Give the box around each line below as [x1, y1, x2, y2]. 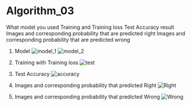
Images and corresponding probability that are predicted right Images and [6, 29, 185, 37]
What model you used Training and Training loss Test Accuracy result [6, 24, 175, 31]
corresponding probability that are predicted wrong [6, 36, 130, 43]
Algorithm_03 [6, 4, 75, 18]
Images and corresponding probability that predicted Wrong [14, 93, 160, 100]
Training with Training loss [14, 59, 79, 66]
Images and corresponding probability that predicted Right [14, 81, 157, 89]
